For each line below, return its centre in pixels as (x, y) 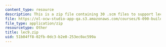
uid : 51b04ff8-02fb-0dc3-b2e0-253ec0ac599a (51, 37)
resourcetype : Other (26, 28)
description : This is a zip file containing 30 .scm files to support (79, 14)
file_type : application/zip (34, 23)
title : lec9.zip (22, 32)
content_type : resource (30, 10)
